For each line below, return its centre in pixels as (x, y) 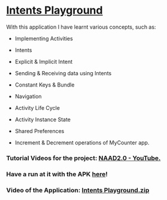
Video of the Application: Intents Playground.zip (78, 190)
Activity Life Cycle (37, 107)
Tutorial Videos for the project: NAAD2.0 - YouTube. (83, 158)
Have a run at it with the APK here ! (57, 174)
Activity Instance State (42, 119)
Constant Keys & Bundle (45, 85)
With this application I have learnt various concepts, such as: (81, 27)
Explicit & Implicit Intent (44, 61)
